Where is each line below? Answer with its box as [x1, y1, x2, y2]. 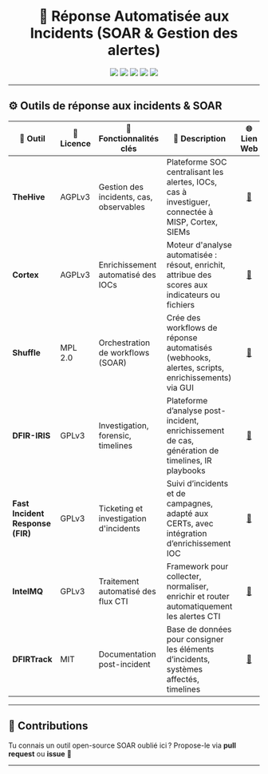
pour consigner [166, 633, 224, 645]
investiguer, [166, 196, 211, 207]
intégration [166, 527, 207, 538]
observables [98, 201, 146, 212]
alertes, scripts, [166, 362, 225, 373]
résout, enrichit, [166, 259, 226, 270]
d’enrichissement [166, 538, 231, 549]
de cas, [166, 435, 194, 446]
